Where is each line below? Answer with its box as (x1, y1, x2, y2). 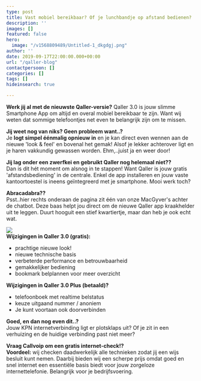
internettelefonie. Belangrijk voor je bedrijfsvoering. (6, 368, 133, 375)
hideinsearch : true (6, 82, 55, 88)
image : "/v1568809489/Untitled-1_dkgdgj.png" (11, 43, 128, 49)
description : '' (6, 20, 47, 26)
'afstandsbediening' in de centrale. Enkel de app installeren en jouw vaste (6, 172, 189, 178)
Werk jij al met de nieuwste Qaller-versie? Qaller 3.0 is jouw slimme (6, 104, 176, 110)
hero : (6, 37, 20, 43)
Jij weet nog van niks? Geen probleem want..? (6, 128, 123, 135)
